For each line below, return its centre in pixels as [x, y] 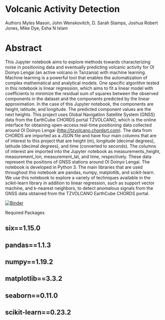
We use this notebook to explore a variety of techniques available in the [78, 177]
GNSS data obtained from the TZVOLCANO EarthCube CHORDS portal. [77, 193]
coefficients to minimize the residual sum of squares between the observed [82, 93]
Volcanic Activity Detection [62, 9]
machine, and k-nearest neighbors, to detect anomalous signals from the [79, 188]
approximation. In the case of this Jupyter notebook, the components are [80, 104]
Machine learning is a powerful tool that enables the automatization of [76, 77]
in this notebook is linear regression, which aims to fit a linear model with [79, 88]
